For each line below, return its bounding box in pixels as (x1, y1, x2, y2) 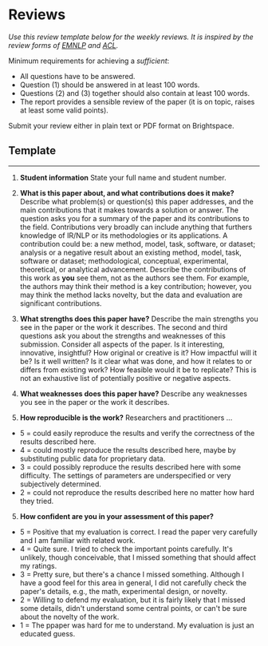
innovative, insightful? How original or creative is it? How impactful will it (19, 347, 258, 357)
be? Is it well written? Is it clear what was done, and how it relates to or (19, 356, 253, 366)
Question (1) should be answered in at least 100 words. (19, 80, 200, 89)
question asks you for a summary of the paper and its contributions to (19, 213, 250, 223)
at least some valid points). (19, 105, 109, 115)
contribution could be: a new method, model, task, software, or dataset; (19, 239, 256, 248)
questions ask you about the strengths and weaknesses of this (19, 331, 226, 340)
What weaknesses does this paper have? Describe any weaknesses (19, 389, 247, 398)
